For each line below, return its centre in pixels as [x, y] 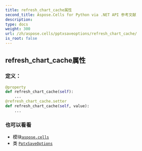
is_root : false [21, 39]
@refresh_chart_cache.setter [36, 102]
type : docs [17, 24]
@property [16, 87]
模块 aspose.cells [31, 137]
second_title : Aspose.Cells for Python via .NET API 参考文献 [71, 15]
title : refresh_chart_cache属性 [39, 10]
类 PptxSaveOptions [33, 143]
